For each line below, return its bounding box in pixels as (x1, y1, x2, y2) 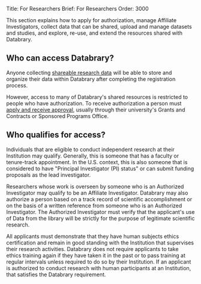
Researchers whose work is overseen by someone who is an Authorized (6, 183, 184, 190)
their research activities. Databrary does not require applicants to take (6, 245, 179, 252)
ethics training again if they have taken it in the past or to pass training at (6, 252, 185, 259)
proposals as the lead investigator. (6, 171, 91, 179)
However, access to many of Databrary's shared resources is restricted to (6, 93, 188, 101)
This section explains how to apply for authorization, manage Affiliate (6, 17, 177, 23)
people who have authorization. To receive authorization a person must (6, 99, 182, 107)
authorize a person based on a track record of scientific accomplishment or (6, 195, 193, 203)
